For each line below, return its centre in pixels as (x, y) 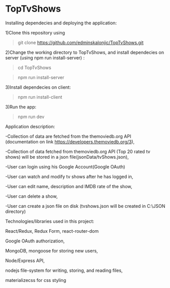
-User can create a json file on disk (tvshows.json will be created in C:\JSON (85, 206)
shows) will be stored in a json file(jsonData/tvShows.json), (67, 157)
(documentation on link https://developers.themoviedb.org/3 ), (70, 141)
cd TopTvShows (35, 67)
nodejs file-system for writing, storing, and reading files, (64, 270)
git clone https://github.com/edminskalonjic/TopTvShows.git (80, 42)
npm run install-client (40, 97)
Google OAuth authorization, (35, 241)
